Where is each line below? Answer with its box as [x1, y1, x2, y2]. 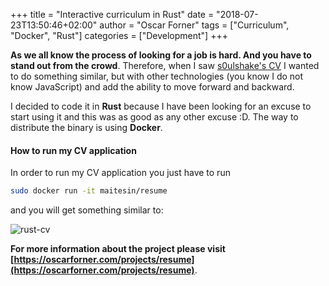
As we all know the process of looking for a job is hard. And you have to [10, 49, 312, 61]
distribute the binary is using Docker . [10, 122, 163, 133]
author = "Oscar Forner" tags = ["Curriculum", [99, 19, 290, 31]
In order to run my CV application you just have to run [10, 167, 231, 179]
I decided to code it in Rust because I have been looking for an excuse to [10, 100, 312, 112]
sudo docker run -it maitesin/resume [10, 186, 168, 196]
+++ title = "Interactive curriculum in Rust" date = [10, 9, 215, 20]
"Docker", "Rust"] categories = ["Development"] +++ [10, 30, 228, 41]
